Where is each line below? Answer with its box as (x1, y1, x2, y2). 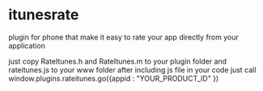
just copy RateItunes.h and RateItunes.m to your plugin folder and (8, 56, 227, 66)
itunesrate (8, 6, 79, 24)
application (8, 40, 46, 50)
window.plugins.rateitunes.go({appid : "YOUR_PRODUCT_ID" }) (8, 73, 219, 83)
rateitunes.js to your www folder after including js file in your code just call (8, 64, 257, 74)
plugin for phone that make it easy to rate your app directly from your (8, 32, 239, 42)
